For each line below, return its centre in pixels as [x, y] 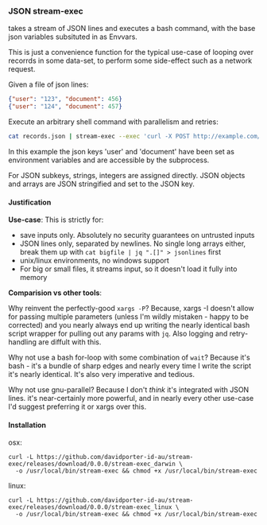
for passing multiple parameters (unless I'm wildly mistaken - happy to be [128, 317]
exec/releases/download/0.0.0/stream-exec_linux [90, 507]
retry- [239, 334]
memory [33, 278]
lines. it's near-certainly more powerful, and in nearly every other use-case [131, 399]
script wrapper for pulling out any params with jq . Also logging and [118, 334]
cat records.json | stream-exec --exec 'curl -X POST [99, 137]
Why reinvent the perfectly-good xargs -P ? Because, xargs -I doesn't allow [131, 309]
